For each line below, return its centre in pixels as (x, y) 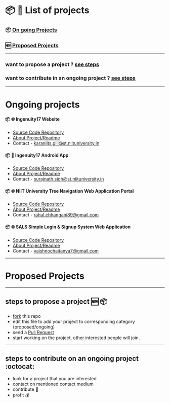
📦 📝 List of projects (47, 10)
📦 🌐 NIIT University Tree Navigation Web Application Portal (70, 191)
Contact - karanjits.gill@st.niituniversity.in (56, 143)
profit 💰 (21, 395)
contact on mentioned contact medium (53, 384)
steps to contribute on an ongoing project (72, 358)
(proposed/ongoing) (34, 327)
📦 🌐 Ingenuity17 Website (32, 119)
